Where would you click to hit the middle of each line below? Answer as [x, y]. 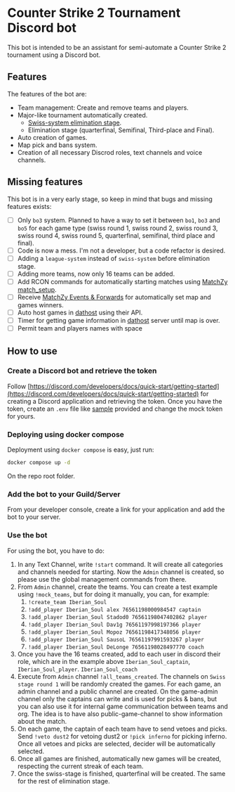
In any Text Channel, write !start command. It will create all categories [120, 564]
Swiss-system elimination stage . [75, 122]
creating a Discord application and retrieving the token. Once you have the [115, 401]
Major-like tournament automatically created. [82, 115]
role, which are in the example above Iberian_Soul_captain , [104, 661]
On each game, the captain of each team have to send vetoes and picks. [122, 729]
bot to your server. [34, 517]
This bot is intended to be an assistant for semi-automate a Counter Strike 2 [117, 47]
